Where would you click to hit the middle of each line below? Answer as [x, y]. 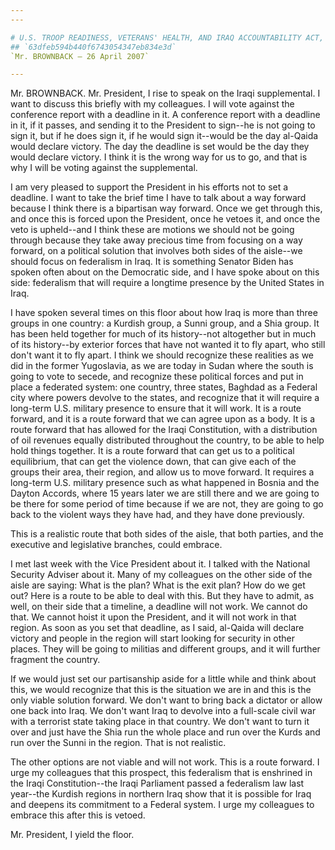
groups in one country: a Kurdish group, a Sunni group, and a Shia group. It [165, 323]
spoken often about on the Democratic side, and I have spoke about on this [165, 272]
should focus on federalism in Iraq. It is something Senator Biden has [152, 262]
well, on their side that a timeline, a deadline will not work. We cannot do [159, 607]
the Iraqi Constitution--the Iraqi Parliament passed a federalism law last [157, 783]
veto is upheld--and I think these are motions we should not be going [152, 230]
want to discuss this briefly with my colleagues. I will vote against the [152, 104]
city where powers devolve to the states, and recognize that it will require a [165, 398]
